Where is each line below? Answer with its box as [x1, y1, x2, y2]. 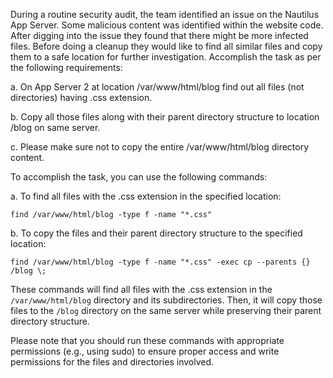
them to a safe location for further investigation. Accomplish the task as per [10, 51, 322, 63]
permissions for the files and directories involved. [10, 356, 215, 368]
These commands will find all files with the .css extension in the [10, 284, 273, 295]
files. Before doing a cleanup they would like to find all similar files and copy [10, 40, 323, 52]
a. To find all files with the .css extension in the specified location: [10, 190, 282, 202]
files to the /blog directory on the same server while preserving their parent [10, 305, 322, 316]
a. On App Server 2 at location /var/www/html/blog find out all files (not [10, 81, 305, 93]
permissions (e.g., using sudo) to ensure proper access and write [10, 345, 280, 357]
